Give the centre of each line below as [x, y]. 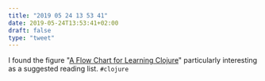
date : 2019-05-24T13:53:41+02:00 [63, 23]
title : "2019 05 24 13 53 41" [58, 15]
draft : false [30, 30]
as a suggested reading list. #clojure [69, 69]
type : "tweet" [32, 38]
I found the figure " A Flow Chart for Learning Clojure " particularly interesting [133, 60]
